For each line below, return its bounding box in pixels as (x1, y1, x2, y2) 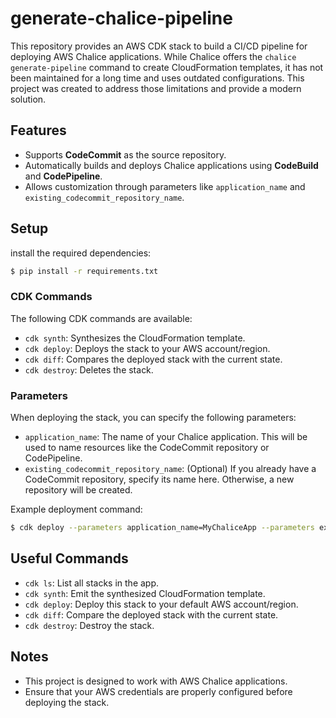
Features (10, 122, 67, 139)
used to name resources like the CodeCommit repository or (24, 442, 270, 454)
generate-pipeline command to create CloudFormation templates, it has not (10, 61, 324, 73)
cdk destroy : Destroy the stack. (24, 619, 155, 631)
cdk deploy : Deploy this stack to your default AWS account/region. (24, 598, 299, 610)
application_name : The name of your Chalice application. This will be (24, 431, 308, 443)
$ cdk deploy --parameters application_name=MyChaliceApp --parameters (10, 523, 315, 533)
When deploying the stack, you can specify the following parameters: (10, 412, 297, 424)
